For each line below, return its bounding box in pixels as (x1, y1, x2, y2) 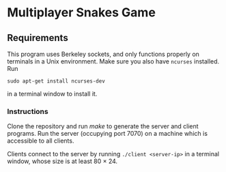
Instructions (7, 106, 49, 116)
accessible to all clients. (7, 137, 74, 145)
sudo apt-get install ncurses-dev (7, 78, 106, 85)
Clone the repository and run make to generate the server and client (7, 122, 199, 130)
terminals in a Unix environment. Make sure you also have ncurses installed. (7, 57, 220, 66)
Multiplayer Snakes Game (7, 5, 156, 20)
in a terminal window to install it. (7, 90, 98, 98)
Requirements (7, 32, 68, 44)
